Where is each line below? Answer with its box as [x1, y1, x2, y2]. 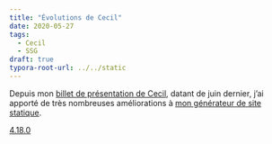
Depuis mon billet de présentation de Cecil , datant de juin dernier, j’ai [9, 87, 264, 99]
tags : [9, 30, 30, 39]
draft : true [9, 55, 54, 64]
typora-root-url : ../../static [9, 64, 127, 73]
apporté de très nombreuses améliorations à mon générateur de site [9, 97, 262, 108]
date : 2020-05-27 [9, 22, 75, 31]
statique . [9, 107, 42, 118]
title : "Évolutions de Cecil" [9, 13, 123, 22]
